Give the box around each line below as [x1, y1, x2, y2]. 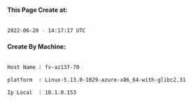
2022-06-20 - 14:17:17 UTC [7, 27, 86, 34]
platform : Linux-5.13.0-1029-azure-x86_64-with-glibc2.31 [7, 77, 187, 84]
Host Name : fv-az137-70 [7, 64, 80, 71]
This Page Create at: [7, 6, 68, 14]
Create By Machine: [7, 42, 66, 50]
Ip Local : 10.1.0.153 [7, 89, 77, 96]
